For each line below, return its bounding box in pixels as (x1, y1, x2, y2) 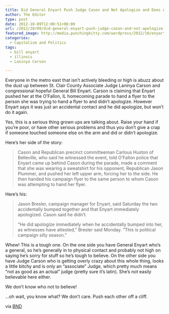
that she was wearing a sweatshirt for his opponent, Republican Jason (17, 165, 163, 171)
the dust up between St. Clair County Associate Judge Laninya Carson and (5, 83, 160, 89)
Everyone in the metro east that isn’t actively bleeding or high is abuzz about (5, 77, 164, 83)
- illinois (10, 54, 33, 59)
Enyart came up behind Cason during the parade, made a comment (17, 160, 157, 166)
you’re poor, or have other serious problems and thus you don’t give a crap (5, 124, 160, 131)
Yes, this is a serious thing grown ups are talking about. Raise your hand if (5, 119, 158, 125)
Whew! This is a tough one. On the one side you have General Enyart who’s (5, 242, 161, 248)
